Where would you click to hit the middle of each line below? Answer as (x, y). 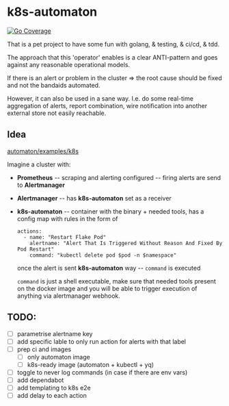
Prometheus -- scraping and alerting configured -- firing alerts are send (119, 177)
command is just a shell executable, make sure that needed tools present (117, 281)
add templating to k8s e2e (54, 388)
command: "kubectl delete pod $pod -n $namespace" (103, 255)
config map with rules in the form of (67, 218)
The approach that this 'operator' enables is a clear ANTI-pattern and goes (112, 57)
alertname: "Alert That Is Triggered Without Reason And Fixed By (126, 243)
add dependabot (40, 380)
